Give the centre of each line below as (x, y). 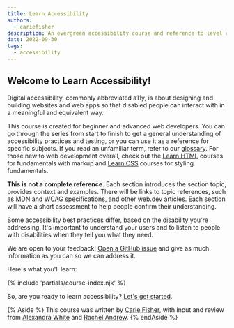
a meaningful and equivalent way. (55, 112)
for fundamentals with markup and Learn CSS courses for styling (100, 163)
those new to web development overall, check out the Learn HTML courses (115, 156)
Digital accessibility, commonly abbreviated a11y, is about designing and (110, 98)
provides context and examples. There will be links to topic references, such (117, 191)
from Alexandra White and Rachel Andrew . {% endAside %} (93, 317)
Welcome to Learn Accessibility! (79, 81)
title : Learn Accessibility (48, 14)
